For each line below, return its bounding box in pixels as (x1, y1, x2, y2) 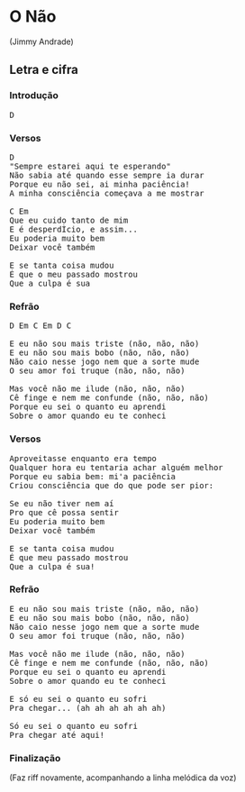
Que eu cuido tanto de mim (9, 214, 129, 225)
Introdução (9, 89, 59, 102)
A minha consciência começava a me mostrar (9, 187, 204, 198)
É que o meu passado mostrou (9, 269, 138, 279)
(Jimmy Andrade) (9, 36, 74, 47)
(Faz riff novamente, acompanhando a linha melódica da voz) (9, 772, 237, 783)
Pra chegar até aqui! (9, 730, 105, 740)
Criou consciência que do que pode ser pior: (9, 480, 214, 490)
